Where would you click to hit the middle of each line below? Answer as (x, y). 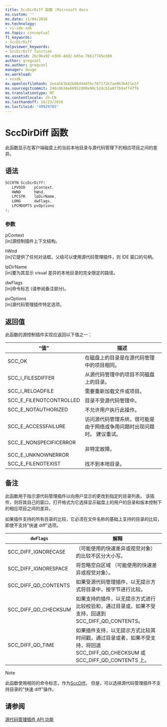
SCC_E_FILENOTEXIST (34, 464)
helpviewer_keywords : (28, 47)
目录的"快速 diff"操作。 (33, 689)
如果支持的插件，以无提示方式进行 (116, 598)
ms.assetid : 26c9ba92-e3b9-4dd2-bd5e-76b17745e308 (59, 56)
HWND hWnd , (29, 192)
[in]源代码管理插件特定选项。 (35, 305)
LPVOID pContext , (33, 187)
